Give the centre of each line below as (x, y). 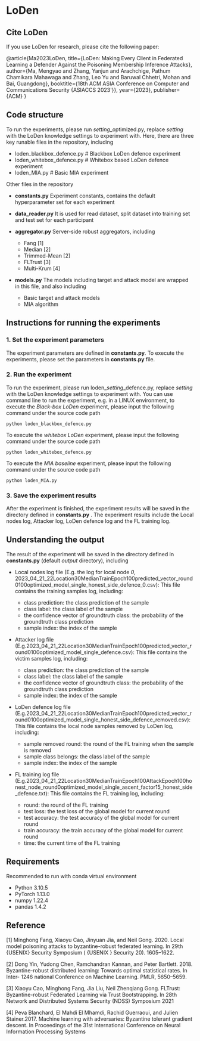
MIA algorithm (41, 304)
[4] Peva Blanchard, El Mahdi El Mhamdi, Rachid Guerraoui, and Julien (92, 1012)
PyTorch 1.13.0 (32, 894)
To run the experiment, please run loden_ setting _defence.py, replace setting (99, 388)
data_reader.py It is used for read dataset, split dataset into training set (102, 213)
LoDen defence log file (43, 707)
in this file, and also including (50, 286)
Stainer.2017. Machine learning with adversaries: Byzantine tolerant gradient (99, 1019)
